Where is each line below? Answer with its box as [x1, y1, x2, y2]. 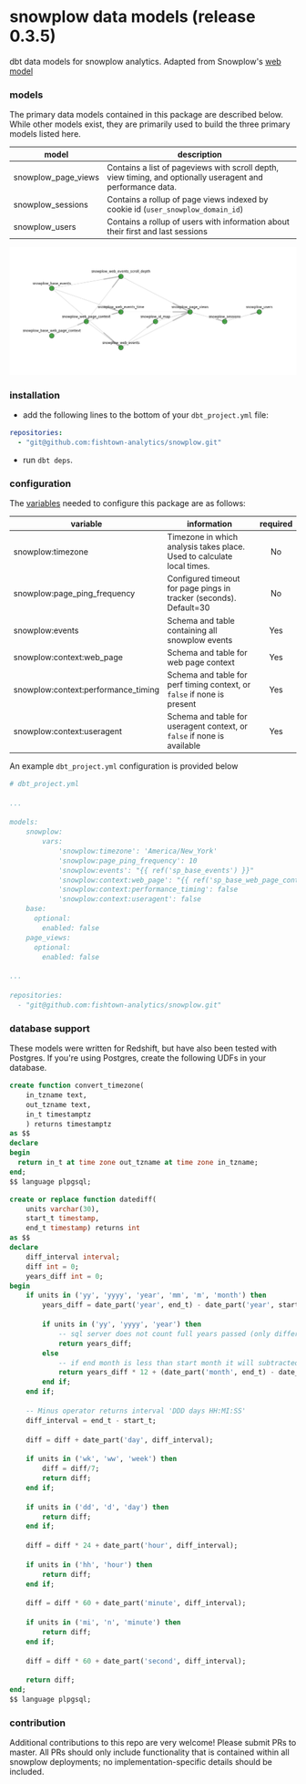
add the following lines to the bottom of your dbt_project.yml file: [22, 410, 269, 420]
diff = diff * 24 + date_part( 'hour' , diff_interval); [25, 1541, 239, 1551]
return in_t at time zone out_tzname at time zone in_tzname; [17, 1158, 259, 1167]
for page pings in [167, 583, 231, 594]
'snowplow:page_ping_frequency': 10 [57, 856, 198, 866]
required [259, 518, 293, 529]
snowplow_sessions [13, 199, 88, 210]
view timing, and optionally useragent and [107, 171, 264, 182]
